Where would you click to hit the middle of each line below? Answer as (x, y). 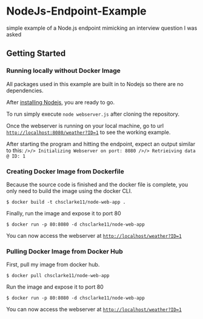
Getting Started (36, 54)
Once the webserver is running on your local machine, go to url (85, 126)
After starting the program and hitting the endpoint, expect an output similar (101, 144)
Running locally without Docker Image (64, 71)
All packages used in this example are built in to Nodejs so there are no (95, 84)
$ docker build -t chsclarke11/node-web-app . (66, 202)
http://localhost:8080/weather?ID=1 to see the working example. (88, 132)
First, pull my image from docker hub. (53, 264)
